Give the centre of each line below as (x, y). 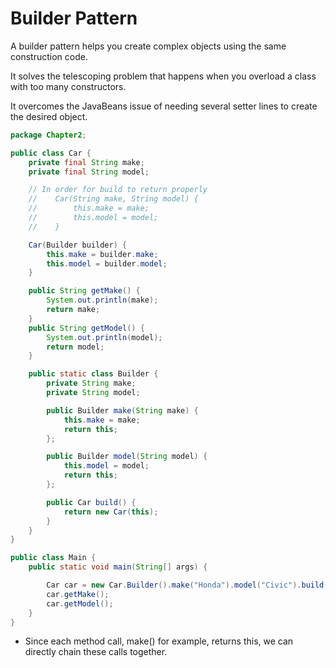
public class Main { (53, 558)
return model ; (75, 347)
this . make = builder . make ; (102, 254)
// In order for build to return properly (118, 190)
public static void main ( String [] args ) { (118, 567)
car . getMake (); (78, 594)
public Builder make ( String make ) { (122, 410)
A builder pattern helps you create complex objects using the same (148, 46)
